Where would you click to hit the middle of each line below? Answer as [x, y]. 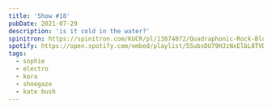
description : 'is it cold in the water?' [79, 31]
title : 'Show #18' [39, 16]
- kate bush [36, 91]
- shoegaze [34, 84]
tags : [17, 54]
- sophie [30, 62]
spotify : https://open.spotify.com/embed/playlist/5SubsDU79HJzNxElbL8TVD [137, 46]
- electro [32, 69]
